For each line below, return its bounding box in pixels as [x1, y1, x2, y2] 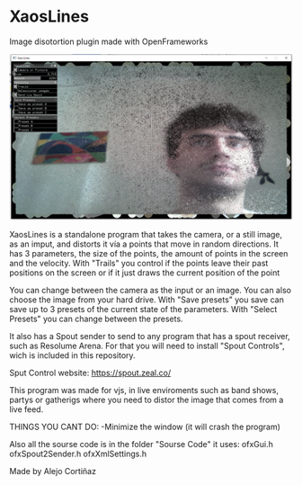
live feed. [9, 404, 44, 415]
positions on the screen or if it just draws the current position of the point [9, 267, 280, 278]
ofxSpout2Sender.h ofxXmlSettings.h [9, 448, 147, 460]
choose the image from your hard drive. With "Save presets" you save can [9, 294, 285, 305]
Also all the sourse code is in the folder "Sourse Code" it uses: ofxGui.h [9, 439, 274, 450]
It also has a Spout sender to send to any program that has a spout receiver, [9, 331, 290, 342]
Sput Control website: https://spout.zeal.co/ [9, 367, 172, 379]
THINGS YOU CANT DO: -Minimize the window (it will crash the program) [9, 421, 281, 433]
